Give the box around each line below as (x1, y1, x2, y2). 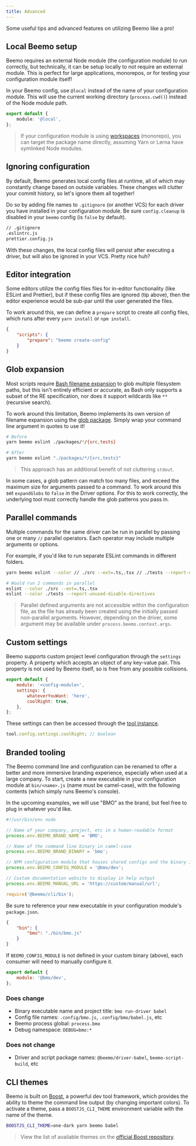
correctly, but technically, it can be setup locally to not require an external (6, 63, 183, 70)
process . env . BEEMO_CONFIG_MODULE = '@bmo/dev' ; (6, 865, 124, 871)
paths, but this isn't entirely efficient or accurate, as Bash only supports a (6, 386, 182, 393)
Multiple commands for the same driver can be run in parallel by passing (6, 528, 180, 535)
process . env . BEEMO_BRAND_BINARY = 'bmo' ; (6, 849, 108, 855)
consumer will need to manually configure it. (6, 958, 113, 965)
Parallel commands (6, 513, 78, 523)
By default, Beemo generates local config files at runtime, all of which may (6, 177, 185, 184)
